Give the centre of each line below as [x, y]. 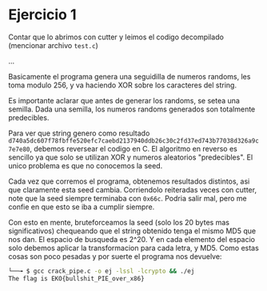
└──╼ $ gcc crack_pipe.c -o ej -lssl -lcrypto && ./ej [102, 271]
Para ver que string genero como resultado [79, 133]
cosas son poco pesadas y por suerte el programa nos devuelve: [115, 256]
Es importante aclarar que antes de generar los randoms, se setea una [124, 100]
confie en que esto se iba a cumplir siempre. [82, 207]
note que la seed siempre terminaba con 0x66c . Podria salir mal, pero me [128, 198]
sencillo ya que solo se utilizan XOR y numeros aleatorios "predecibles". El [131, 157]
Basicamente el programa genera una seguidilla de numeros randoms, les [130, 76]
